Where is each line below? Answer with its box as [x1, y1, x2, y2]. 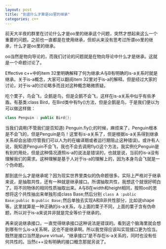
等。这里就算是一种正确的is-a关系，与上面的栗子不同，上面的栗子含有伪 [5, 203, 152, 209]
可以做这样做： [5, 105, 36, 111]
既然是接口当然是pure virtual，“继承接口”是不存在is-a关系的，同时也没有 [5, 233, 153, 239]
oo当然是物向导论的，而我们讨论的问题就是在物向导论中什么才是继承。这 [5, 53, 153, 59]
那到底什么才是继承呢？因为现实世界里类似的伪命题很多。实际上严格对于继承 [5, 173, 161, 179]
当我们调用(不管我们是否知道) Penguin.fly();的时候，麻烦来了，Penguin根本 [5, 125, 158, 131]
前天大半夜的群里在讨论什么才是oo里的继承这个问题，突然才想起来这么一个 [5, 31, 158, 37]
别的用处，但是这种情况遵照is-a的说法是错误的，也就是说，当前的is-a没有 [9, 149, 160, 156]
